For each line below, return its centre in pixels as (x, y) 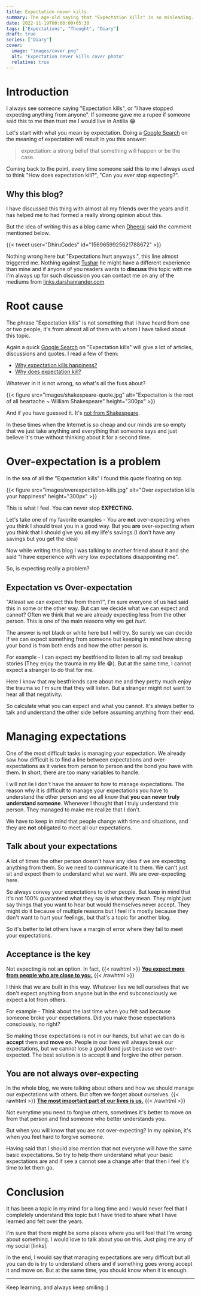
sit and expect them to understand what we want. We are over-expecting (96, 874)
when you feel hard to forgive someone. (55, 1137)
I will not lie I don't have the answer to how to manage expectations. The (95, 784)
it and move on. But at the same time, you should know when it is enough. (97, 1270)
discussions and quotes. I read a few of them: (62, 354)
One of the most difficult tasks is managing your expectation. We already (96, 753)
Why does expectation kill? (48, 372)
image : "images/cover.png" (45, 51)
